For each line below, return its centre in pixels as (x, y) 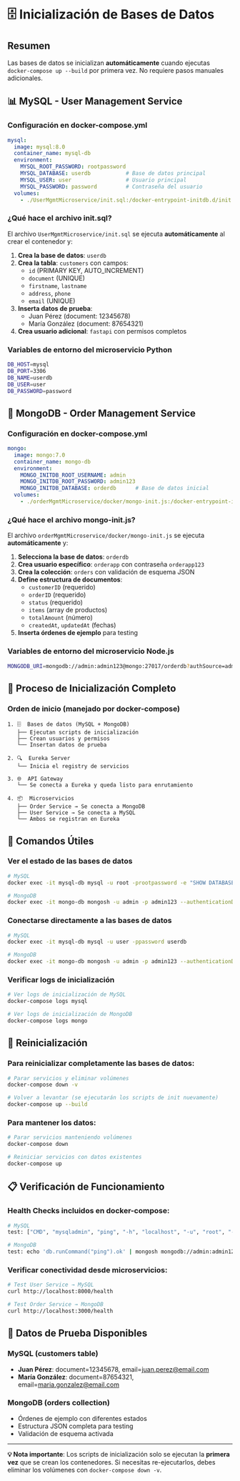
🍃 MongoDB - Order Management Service (102, 413)
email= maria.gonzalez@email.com (69, 1385)
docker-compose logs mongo (47, 1021)
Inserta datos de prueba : (55, 308)
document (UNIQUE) (57, 278)
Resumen (29, 45)
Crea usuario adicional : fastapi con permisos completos (102, 331)
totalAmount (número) (60, 618)
